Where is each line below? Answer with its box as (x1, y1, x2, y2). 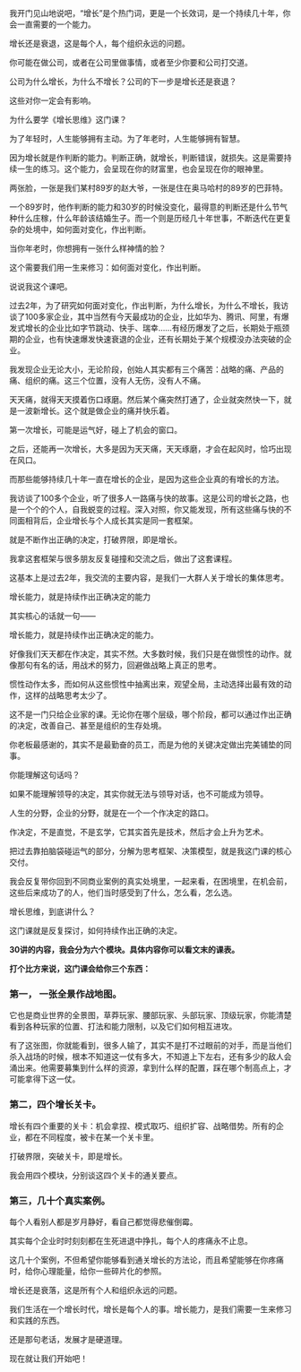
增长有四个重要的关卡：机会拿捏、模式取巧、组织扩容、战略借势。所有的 (9, 1120, 276, 1131)
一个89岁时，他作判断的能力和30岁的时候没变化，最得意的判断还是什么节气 (9, 202, 288, 212)
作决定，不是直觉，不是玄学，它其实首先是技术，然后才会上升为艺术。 (9, 827, 269, 837)
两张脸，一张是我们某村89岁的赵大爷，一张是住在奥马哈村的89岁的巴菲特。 (9, 183, 288, 193)
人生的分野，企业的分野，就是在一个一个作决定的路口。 (9, 807, 213, 818)
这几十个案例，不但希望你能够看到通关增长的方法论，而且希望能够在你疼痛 (9, 1254, 284, 1265)
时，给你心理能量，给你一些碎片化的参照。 (9, 1265, 167, 1276)
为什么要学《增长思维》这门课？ (9, 115, 127, 125)
